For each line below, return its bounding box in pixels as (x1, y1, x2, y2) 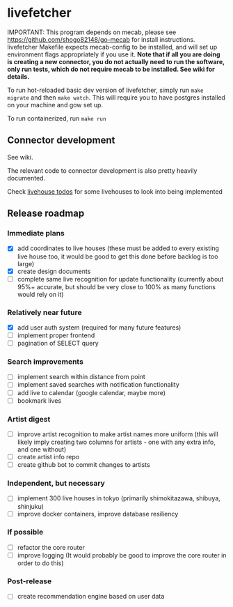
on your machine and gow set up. (7, 100, 103, 109)
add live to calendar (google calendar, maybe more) (17, 388, 166, 397)
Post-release (7, 576, 52, 586)
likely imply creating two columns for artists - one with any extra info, (17, 438, 216, 447)
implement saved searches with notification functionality (17, 381, 179, 389)
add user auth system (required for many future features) (17, 323, 182, 332)
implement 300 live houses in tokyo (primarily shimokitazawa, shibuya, (17, 494, 220, 502)
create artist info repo (17, 453, 80, 461)
